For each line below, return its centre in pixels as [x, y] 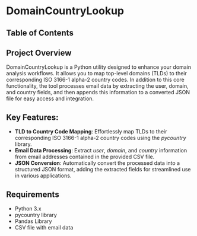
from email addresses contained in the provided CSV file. [85, 157]
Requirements [33, 194]
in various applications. [43, 176]
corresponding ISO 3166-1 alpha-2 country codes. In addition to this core [96, 80]
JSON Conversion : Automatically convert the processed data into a [97, 163]
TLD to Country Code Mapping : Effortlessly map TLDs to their [91, 132]
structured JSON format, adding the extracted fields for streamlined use [103, 170]
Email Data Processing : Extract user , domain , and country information [101, 151]
